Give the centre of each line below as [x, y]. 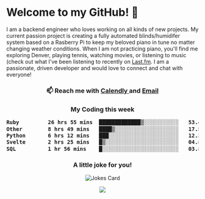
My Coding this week [103, 109]
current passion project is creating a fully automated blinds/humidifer [93, 35]
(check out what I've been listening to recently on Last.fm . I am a [88, 61]
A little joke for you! [103, 165]
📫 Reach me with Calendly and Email [103, 91]
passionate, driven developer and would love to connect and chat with [95, 68]
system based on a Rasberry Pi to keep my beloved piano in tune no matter [101, 42]
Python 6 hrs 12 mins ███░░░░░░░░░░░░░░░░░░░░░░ [93, 135]
